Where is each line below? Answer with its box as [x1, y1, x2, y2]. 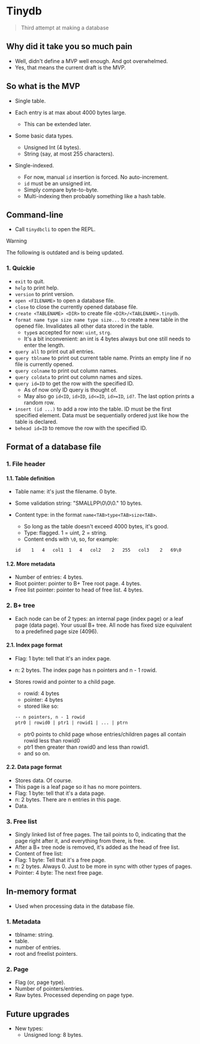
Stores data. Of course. [14, 776, 73, 784]
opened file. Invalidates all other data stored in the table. [14, 322, 154, 330]
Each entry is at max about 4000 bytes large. [14, 109, 126, 116]
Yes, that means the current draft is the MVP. [14, 64, 126, 71]
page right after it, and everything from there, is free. [14, 837, 146, 845]
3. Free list [6, 817, 37, 825]
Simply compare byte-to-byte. [23, 186, 99, 193]
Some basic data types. [14, 132, 74, 139]
